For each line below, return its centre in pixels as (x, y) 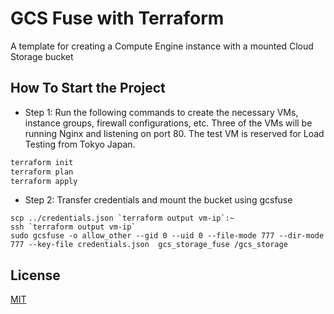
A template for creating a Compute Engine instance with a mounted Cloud (162, 46)
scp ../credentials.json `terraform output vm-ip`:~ (122, 218)
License (35, 275)
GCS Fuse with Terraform (117, 18)
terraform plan (42, 172)
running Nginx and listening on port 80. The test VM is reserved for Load (174, 133)
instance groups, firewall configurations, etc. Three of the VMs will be (168, 123)
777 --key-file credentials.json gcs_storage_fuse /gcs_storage (149, 245)
